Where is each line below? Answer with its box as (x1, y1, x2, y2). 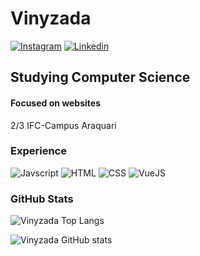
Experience (10, 144, 67, 158)
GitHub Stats (10, 192, 74, 206)
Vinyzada (10, 7, 92, 30)
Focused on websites (10, 97, 101, 109)
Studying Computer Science (10, 69, 191, 86)
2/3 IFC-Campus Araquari (10, 119, 117, 131)
